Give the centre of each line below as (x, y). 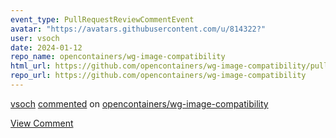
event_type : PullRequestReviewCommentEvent (102, 19)
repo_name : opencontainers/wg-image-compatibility (118, 57)
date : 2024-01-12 (46, 47)
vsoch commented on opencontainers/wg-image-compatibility (139, 103)
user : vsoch (35, 38)
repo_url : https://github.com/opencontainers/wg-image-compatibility (158, 76)
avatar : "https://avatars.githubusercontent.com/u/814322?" (138, 29)
